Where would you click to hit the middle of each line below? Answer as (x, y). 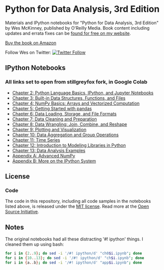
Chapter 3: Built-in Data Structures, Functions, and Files (69, 98)
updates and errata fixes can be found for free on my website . (68, 33)
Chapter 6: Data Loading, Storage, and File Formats (64, 114)
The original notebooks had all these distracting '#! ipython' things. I (74, 239)
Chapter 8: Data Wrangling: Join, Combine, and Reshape (69, 124)
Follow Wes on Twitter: (28, 52)
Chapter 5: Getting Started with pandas (52, 108)
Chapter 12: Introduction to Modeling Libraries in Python (69, 145)
